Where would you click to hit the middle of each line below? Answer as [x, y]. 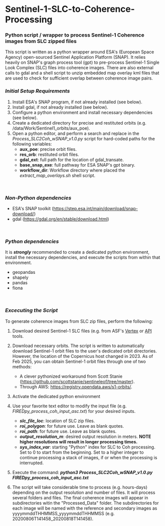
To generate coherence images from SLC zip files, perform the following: [79, 321]
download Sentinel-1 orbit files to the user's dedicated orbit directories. [84, 351]
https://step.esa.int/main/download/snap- [96, 209]
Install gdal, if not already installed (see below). [60, 107]
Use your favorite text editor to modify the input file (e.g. [69, 406]
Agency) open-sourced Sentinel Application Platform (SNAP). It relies [75, 57]
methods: [22, 366]
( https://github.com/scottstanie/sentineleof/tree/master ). [77, 381]
